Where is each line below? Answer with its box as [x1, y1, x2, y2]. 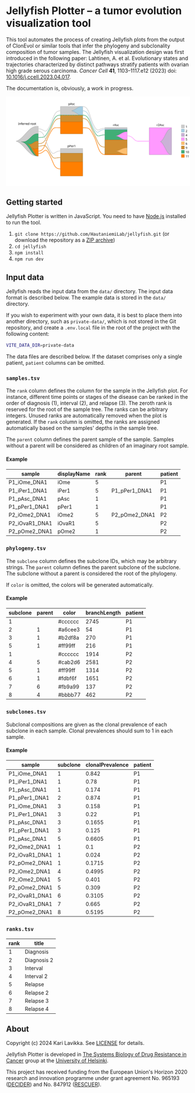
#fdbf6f [58, 675, 77, 682]
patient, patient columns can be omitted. [6, 359, 105, 366]
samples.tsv [6, 375, 40, 382]
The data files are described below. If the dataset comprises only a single [6, 353, 183, 360]
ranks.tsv [6, 926, 34, 933]
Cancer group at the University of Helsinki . [6, 1057, 109, 1064]
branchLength [85, 609, 121, 616]
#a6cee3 [58, 626, 80, 633]
